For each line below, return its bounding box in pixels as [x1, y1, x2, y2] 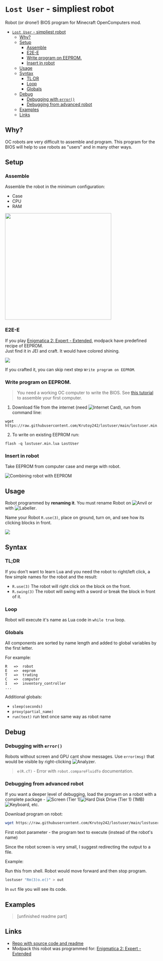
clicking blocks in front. [5, 520, 52, 526]
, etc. [29, 802, 39, 808]
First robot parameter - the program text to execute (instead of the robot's [5, 829, 153, 835]
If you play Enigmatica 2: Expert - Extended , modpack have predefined [5, 338, 147, 343]
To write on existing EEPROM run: [12, 432, 80, 438]
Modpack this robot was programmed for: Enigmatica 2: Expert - [12, 945, 142, 951]
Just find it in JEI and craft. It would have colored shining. [5, 348, 120, 354]
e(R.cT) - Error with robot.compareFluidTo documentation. [16, 768, 133, 774]
